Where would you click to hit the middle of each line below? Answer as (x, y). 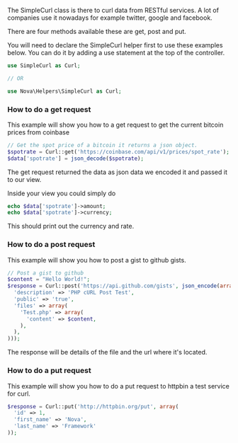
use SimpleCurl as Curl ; (44, 66)
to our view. (24, 179)
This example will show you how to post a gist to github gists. (97, 260)
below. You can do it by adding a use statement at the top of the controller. (116, 53)
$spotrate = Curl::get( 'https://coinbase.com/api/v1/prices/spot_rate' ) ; (119, 151)
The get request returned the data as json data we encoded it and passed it (118, 172)
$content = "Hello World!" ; (49, 280)
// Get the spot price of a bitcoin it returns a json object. (103, 145)
